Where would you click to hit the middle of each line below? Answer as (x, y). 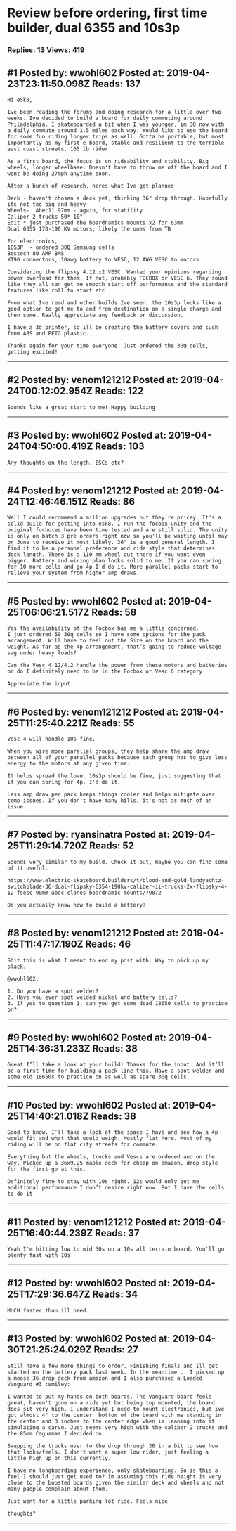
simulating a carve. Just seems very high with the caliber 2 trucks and (118, 1427)
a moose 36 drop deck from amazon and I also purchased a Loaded (105, 1378)
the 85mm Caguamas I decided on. (56, 1433)
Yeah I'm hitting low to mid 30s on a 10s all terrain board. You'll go (116, 1249)
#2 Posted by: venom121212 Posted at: (93, 380)
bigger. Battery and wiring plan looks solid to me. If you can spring (114, 561)
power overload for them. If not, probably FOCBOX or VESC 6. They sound (118, 278)
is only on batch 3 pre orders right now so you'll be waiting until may (118, 536)
